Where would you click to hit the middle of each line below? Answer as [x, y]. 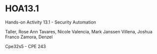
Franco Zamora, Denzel [29, 37]
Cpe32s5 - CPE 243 [25, 46]
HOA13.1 [22, 9]
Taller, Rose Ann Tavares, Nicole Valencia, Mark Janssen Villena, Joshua [79, 31]
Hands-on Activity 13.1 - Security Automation [51, 22]
